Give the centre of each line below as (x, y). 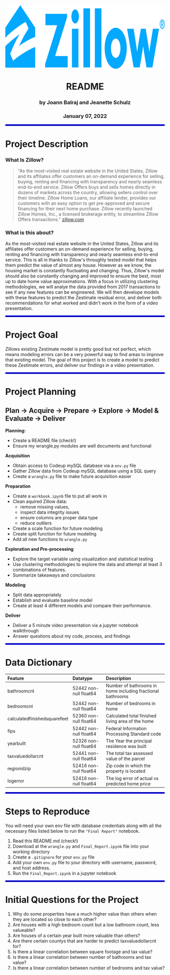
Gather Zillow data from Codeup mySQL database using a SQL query (84, 471)
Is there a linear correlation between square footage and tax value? (82, 952)
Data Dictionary (39, 663)
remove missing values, (45, 507)
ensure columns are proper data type (59, 518)
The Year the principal (129, 741)
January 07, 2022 (85, 116)
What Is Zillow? (25, 160)
